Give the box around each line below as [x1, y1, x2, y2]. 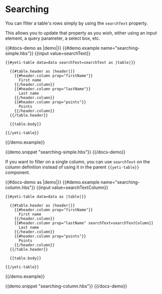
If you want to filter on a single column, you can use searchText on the [5, 158, 150, 164]
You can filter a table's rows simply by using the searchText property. [5, 20, 148, 26]
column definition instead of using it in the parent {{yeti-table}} [5, 164, 139, 170]
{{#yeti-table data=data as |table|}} [5, 194, 86, 199]
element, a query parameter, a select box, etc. [5, 35, 100, 41]
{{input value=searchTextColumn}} [36, 184, 108, 190]
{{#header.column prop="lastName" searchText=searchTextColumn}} [14, 220, 154, 226]
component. [5, 169, 30, 175]
